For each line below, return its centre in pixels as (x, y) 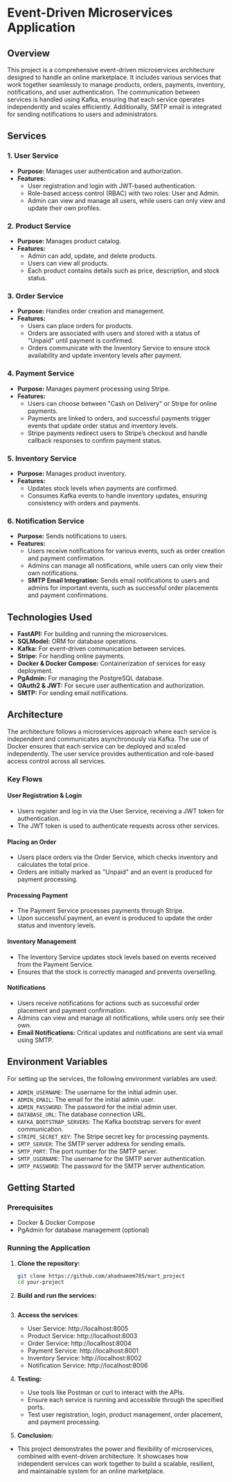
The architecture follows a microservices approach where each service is (112, 731)
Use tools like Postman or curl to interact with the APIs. (106, 1392)
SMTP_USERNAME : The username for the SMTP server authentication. (111, 1158)
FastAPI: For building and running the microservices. (92, 633)
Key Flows (25, 779)
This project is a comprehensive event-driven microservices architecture (111, 70)
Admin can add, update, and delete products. (92, 256)
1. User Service (33, 156)
